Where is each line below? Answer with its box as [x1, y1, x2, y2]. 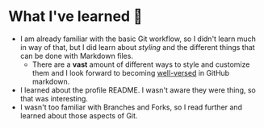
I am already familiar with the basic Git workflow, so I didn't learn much [19, 34, 256, 43]
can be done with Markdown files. [19, 51, 133, 60]
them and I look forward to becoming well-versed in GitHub [31, 68, 230, 77]
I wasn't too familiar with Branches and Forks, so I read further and [19, 102, 242, 112]
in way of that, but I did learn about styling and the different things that [19, 42, 256, 52]
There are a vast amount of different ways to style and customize [31, 60, 250, 69]
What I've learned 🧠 [8, 7, 143, 26]
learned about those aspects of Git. [19, 110, 138, 120]
